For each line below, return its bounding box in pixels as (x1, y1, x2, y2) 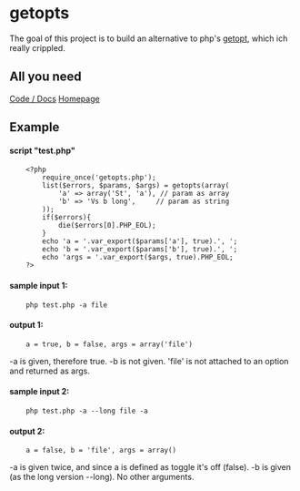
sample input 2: (9, 386, 70, 397)
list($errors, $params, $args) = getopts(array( (42, 181, 230, 190)
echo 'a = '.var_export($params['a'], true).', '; (42, 237, 238, 246)
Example (9, 119, 60, 135)
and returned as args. (9, 365, 91, 376)
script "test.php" (9, 145, 75, 156)
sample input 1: (9, 280, 68, 291)
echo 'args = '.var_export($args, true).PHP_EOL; (42, 253, 234, 262)
